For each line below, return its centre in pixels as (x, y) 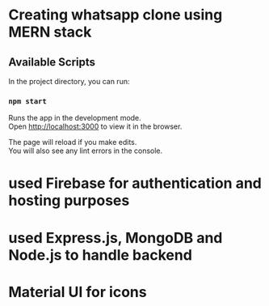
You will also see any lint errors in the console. (86, 151)
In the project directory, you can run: (69, 81)
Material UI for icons (78, 292)
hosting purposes (69, 201)
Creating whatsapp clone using (116, 15)
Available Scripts (52, 62)
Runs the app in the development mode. (75, 118)
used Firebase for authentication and (135, 183)
